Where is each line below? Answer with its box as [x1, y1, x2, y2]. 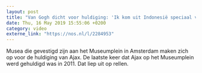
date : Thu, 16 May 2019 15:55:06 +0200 [6, 20, 106, 26]
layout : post [6, 8, 39, 15]
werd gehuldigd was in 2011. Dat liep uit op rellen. [6, 60, 129, 68]
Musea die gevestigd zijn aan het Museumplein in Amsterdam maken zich [6, 47, 188, 54]
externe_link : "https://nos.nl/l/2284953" [6, 31, 114, 37]
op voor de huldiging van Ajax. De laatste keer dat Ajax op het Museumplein [6, 54, 194, 61]
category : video [6, 25, 47, 32]
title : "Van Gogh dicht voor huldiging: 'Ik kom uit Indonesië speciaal [6, 14, 192, 20]
